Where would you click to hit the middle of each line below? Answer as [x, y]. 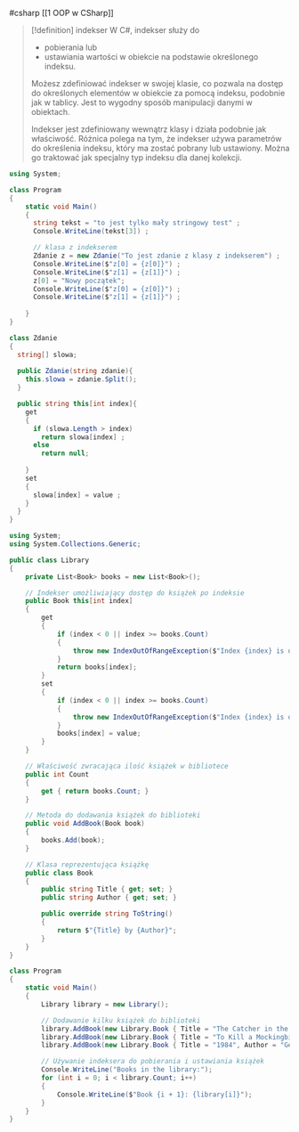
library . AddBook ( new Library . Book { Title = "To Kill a [147, 1037]
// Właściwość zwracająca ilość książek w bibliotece [127, 766]
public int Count [57, 774]
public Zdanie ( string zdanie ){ [75, 371]
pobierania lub [71, 47]
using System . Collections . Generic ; [75, 544]
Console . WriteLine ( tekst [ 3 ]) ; [91, 232]
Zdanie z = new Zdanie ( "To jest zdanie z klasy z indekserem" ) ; [156, 256]
